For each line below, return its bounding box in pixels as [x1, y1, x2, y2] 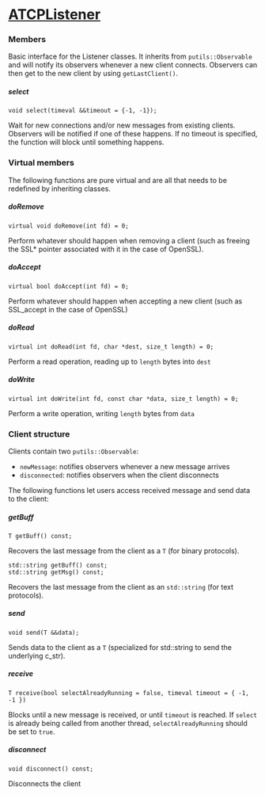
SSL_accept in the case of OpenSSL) [8, 304, 128, 314]
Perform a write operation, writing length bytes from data [8, 408, 195, 418]
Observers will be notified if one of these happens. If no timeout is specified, [8, 129, 258, 139]
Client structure [8, 428, 70, 439]
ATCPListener [8, 6, 101, 24]
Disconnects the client [8, 778, 81, 788]
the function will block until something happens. [8, 137, 165, 147]
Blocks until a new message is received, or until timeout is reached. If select [8, 709, 257, 719]
